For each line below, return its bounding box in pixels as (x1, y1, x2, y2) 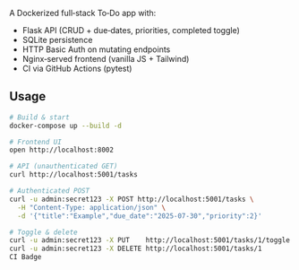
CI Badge (9, 253, 42, 262)
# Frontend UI (9, 137, 63, 146)
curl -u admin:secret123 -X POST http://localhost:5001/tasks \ (9, 195, 254, 204)
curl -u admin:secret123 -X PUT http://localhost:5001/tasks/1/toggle (9, 236, 291, 245)
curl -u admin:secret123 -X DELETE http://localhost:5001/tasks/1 (9, 244, 262, 254)
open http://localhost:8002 (9, 145, 115, 155)
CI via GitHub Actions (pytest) (21, 63, 132, 74)
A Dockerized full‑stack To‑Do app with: (9, 8, 157, 18)
